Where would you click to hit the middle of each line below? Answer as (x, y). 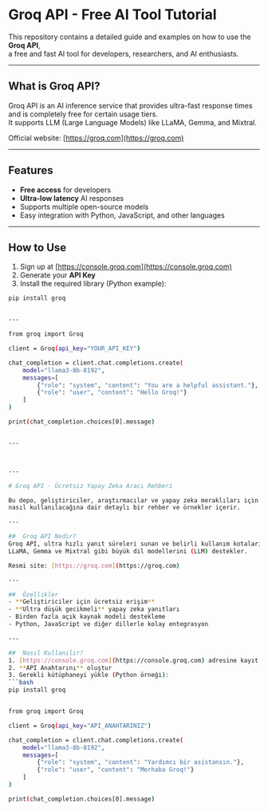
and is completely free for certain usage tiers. (83, 114)
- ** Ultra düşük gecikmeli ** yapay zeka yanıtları (94, 609)
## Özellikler (33, 594)
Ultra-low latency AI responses (72, 198)
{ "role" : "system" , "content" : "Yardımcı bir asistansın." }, (141, 762)
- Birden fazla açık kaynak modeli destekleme (87, 617)
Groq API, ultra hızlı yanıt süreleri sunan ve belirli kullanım (119, 544)
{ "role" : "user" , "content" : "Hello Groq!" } (112, 392)
